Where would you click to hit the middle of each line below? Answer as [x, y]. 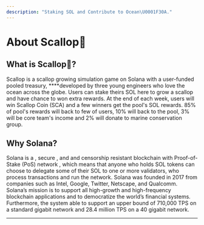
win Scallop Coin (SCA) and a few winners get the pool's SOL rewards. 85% [101, 105]
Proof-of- [186, 158]
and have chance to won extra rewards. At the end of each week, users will [100, 99]
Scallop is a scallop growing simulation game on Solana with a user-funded [100, 79]
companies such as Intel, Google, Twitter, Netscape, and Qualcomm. [92, 184]
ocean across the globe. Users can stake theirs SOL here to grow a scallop [100, 92]
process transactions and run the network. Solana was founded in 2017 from [102, 178]
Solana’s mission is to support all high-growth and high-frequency [89, 190]
